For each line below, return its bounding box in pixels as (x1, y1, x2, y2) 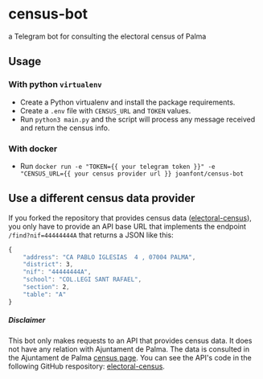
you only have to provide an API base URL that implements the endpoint (8, 221, 247, 231)
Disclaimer (8, 315, 46, 325)
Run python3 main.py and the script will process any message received (19, 114, 256, 124)
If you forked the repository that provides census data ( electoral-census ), (8, 212, 252, 222)
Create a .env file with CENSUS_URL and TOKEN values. (19, 105, 191, 115)
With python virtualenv (8, 79, 102, 90)
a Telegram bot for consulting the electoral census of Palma (8, 31, 207, 41)
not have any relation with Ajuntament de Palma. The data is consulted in (8, 344, 250, 354)
